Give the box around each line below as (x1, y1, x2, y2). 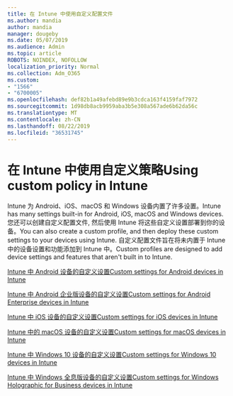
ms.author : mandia (7, 17, 62, 24)
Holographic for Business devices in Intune (7, 381, 133, 390)
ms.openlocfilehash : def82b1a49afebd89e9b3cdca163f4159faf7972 (7, 97, 198, 104)
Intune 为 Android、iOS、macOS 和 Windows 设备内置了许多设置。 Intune (7, 202, 222, 210)
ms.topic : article (7, 50, 62, 57)
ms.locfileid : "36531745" (7, 129, 84, 136)
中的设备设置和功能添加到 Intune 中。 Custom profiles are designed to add (7, 245, 223, 253)
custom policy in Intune (7, 177, 149, 194)
